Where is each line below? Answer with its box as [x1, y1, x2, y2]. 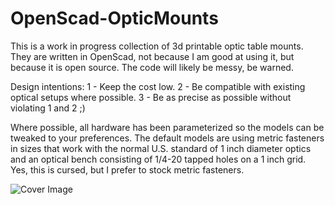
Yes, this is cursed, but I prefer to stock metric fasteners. [10, 163, 245, 176]
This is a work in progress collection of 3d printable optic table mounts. [10, 40, 304, 52]
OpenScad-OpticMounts [10, 7, 219, 30]
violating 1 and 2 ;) [10, 102, 86, 114]
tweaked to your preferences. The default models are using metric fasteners [10, 132, 325, 144]
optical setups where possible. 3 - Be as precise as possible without [10, 91, 292, 103]
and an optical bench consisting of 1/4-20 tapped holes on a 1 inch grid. [10, 153, 307, 165]
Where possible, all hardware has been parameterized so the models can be [10, 121, 325, 133]
